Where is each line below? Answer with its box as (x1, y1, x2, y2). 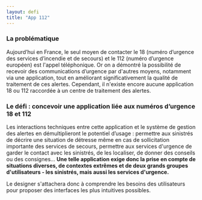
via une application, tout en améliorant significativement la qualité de (6, 74, 178, 81)
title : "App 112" (6, 15, 50, 21)
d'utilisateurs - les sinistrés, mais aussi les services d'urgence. (6, 168, 169, 176)
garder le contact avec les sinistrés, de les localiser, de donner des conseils (6, 149, 195, 156)
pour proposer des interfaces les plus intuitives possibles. (6, 187, 151, 194)
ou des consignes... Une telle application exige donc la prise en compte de (6, 156, 196, 163)
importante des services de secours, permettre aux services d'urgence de (6, 143, 192, 150)
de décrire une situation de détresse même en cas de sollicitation (6, 136, 170, 144)
